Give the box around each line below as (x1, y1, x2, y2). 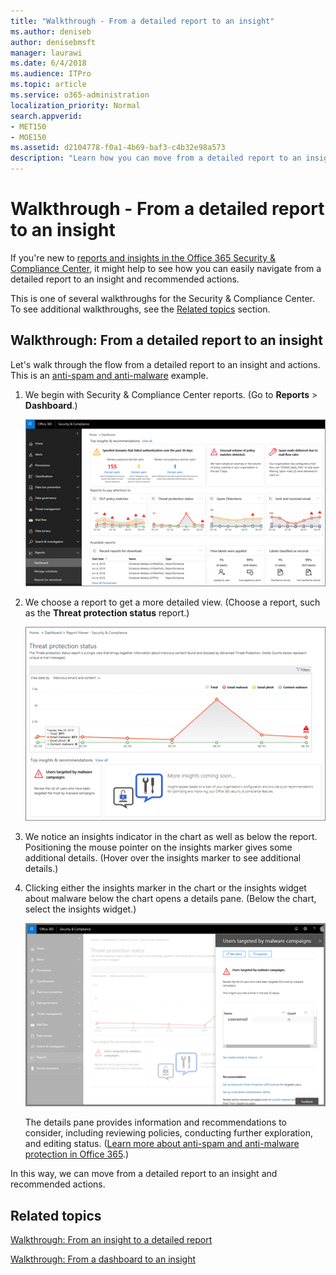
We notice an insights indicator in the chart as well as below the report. (24, 831, 318, 843)
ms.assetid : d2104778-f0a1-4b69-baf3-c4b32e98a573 (10, 143, 226, 153)
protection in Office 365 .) (24, 1148, 129, 1160)
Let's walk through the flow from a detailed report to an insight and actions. (10, 358, 321, 370)
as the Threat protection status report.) (24, 606, 190, 619)
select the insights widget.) (24, 903, 137, 915)
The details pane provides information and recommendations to (24, 1116, 288, 1129)
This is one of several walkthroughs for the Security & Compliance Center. (10, 292, 316, 304)
